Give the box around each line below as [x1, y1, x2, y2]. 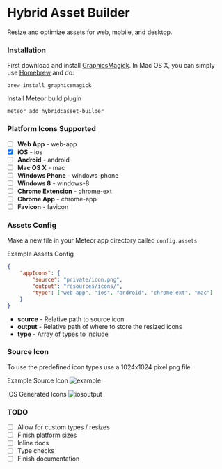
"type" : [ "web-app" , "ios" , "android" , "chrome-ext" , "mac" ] [32, 289, 214, 296]
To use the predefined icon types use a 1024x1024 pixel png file [7, 362, 191, 371]
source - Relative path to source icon [17, 315, 125, 323]
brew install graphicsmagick [7, 82, 92, 89]
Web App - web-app [17, 139, 77, 148]
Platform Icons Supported [7, 124, 96, 134]
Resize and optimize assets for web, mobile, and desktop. [7, 28, 173, 36]
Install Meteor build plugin [7, 94, 82, 102]
